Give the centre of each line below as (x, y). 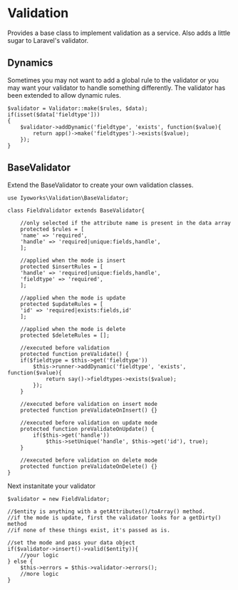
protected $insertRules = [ (62, 266)
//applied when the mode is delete (73, 329)
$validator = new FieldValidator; (59, 499)
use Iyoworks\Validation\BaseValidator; (68, 198)
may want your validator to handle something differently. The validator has (117, 88)
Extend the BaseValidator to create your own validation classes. (100, 185)
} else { (20, 561)
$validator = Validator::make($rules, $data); (78, 108)
